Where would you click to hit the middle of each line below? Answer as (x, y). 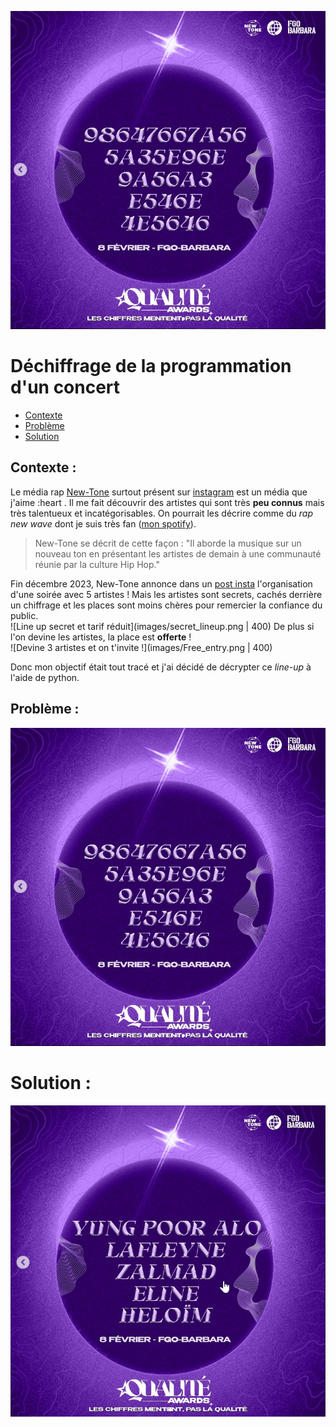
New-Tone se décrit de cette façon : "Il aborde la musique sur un (168, 543)
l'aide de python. (45, 677)
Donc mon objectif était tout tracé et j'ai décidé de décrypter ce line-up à (161, 667)
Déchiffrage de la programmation (151, 366)
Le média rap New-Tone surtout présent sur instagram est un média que (159, 492)
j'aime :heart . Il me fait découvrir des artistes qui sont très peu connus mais (167, 502)
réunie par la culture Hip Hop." (97, 564)
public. (24, 615)
